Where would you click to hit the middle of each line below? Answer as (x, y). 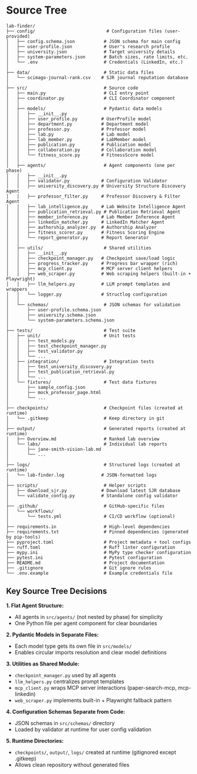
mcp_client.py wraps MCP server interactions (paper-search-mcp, (96, 687)
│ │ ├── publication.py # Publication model (79, 145)
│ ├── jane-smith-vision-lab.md (54, 449)
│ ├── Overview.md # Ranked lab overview (83, 439)
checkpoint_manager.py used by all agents (65, 675)
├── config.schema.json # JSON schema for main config (99, 41)
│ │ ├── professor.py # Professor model (76, 129)
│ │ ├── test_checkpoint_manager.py (57, 346)
